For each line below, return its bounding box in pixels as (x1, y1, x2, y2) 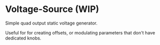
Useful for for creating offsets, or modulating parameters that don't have (5, 29, 155, 35)
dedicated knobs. (5, 35, 42, 41)
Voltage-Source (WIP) (5, 3, 100, 15)
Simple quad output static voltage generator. (5, 20, 98, 26)
